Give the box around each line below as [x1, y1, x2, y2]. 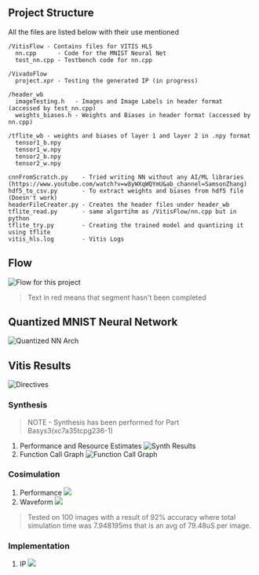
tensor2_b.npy [15, 153, 61, 160]
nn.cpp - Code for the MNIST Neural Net [15, 49, 167, 57]
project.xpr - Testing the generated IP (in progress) [15, 76, 199, 85]
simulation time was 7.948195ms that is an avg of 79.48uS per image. [27, 521, 252, 530]
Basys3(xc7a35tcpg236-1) [27, 426, 114, 435]
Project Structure [8, 6, 94, 20]
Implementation [8, 540, 71, 551]
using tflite [8, 228, 51, 236]
